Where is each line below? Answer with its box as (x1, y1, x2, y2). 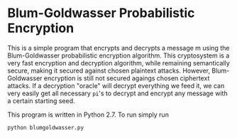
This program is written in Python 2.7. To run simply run (7, 110, 169, 119)
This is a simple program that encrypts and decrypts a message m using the (7, 43, 230, 52)
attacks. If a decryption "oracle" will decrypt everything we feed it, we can (7, 81, 225, 90)
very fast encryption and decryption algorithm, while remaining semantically (7, 58, 231, 67)
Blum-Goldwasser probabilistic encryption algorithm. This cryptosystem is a (7, 51, 230, 60)
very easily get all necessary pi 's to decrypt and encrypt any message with (7, 89, 228, 97)
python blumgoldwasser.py (7, 124, 84, 131)
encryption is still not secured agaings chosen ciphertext (43, 73, 210, 83)
